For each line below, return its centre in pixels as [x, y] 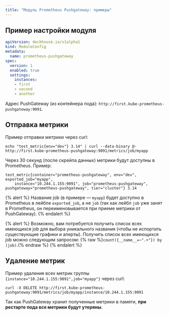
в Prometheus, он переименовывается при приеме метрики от [73, 208]
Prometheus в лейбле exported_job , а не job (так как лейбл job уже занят [84, 203]
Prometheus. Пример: [29, 166]
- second [24, 89]
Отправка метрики [37, 125]
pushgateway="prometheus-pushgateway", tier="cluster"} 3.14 [71, 188]
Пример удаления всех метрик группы [47, 273]
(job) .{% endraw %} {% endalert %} [44, 245]
